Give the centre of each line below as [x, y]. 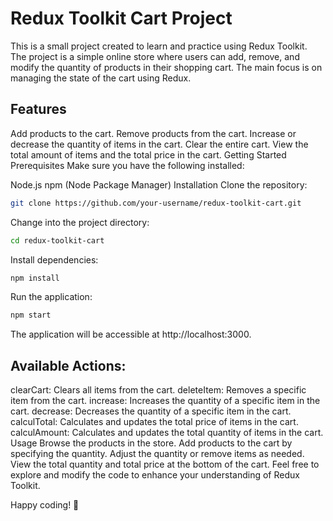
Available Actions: [68, 365]
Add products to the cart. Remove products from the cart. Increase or [153, 133]
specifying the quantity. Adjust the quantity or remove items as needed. [157, 454]
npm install [35, 278]
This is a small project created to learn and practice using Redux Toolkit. [159, 46]
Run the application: [51, 297]
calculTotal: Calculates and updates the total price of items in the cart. [154, 422]
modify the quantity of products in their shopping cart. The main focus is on [166, 67]
